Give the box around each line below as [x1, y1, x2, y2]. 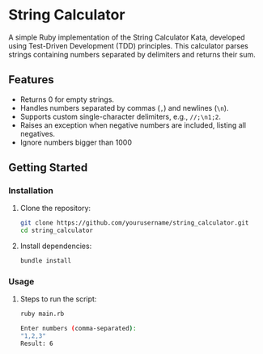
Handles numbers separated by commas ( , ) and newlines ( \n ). [19, 103, 229, 112]
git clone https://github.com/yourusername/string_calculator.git [19, 219, 249, 227]
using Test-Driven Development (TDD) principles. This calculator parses [8, 40, 248, 50]
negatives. [19, 129, 55, 138]
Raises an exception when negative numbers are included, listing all [19, 120, 247, 130]
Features [8, 73, 54, 86]
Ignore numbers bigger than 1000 [19, 137, 132, 147]
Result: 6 [19, 339, 54, 348]
